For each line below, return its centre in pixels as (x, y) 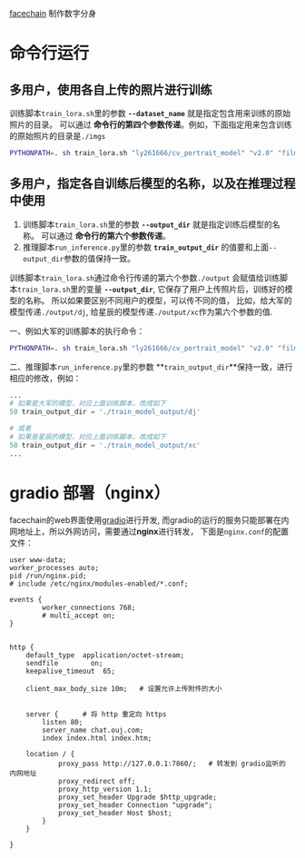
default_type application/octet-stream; (105, 655)
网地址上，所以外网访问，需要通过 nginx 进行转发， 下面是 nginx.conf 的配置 (149, 531)
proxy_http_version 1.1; (105, 789)
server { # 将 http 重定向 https (96, 714)
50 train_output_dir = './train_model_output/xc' (105, 445)
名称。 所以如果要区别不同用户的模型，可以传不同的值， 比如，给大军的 (158, 300)
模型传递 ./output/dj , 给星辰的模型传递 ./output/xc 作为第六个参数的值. (141, 311)
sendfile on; (64, 663)
